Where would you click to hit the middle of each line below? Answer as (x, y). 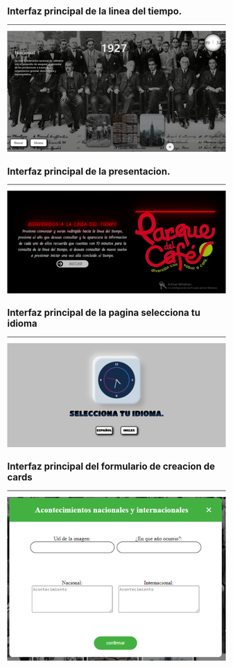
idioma (22, 324)
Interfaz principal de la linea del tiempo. (95, 11)
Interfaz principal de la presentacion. (89, 172)
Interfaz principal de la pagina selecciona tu (104, 313)
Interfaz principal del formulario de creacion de (111, 467)
